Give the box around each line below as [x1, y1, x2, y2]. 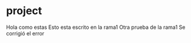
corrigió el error [6, 29, 44, 37]
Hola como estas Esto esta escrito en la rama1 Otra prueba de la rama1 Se [6, 24, 186, 31]
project [6, 4, 43, 18]
